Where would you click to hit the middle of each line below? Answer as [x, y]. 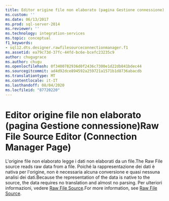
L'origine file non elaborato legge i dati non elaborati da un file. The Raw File [84, 161]
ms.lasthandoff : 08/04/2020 [35, 85]
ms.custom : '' [20, 15]
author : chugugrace [26, 57]
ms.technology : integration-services [45, 33]
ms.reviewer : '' [22, 29]
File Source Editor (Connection [71, 136]
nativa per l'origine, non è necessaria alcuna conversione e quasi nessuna [83, 172]
